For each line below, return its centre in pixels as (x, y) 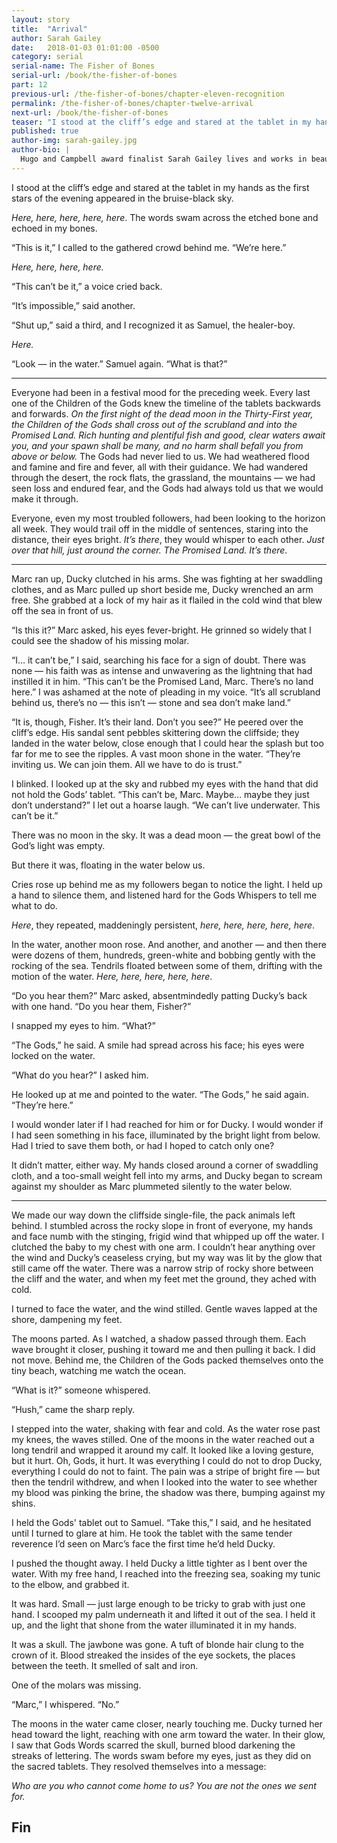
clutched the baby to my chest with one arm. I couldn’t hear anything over (163, 1247)
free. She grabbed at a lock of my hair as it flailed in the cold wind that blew (167, 600)
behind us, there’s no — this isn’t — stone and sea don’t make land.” (151, 702)
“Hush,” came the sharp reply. (73, 1409)
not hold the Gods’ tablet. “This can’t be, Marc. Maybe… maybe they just (160, 794)
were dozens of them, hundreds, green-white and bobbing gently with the (163, 955)
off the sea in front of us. (62, 610)
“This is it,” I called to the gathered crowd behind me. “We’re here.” (149, 247)
